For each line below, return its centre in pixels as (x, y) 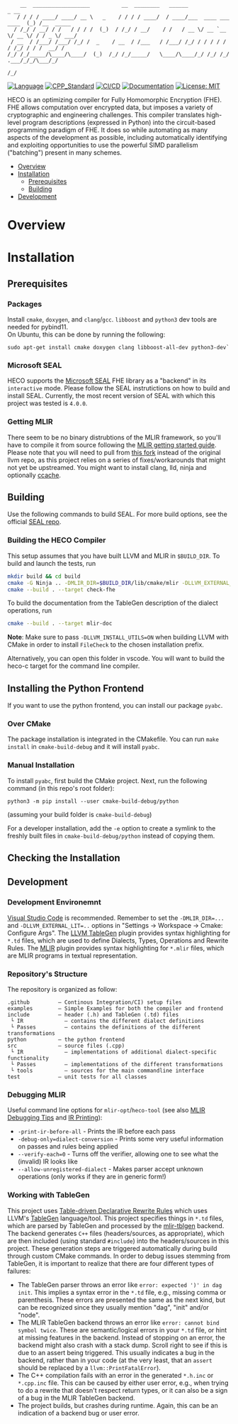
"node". (29, 1315)
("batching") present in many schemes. (65, 153)
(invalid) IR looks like (47, 1161)
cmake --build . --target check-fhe (61, 590)
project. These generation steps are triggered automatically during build (112, 1248)
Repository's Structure (47, 974)
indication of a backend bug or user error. (78, 1413)
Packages (25, 304)
